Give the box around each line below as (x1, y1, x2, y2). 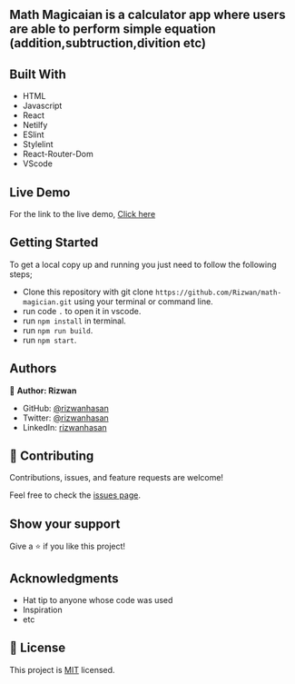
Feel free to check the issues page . (9, 490, 141, 501)
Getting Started (9, 235, 99, 251)
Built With (9, 66, 66, 82)
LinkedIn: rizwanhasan (22, 421, 107, 432)
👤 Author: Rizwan (9, 385, 77, 396)
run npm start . (22, 334, 77, 345)
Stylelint (22, 139, 54, 150)
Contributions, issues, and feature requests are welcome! (9, 472, 224, 483)
